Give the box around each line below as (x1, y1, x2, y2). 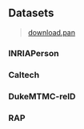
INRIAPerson (8, 47, 59, 58)
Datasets (8, 6, 54, 20)
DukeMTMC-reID (8, 91, 76, 102)
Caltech (8, 69, 40, 80)
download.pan (27, 27, 76, 37)
